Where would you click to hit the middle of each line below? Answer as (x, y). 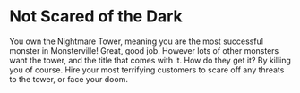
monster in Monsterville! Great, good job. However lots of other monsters (144, 50)
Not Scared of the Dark (96, 17)
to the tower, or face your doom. (69, 79)
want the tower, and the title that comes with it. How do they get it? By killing (150, 60)
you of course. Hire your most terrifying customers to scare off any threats (147, 70)
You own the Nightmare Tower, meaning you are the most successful (137, 41)
